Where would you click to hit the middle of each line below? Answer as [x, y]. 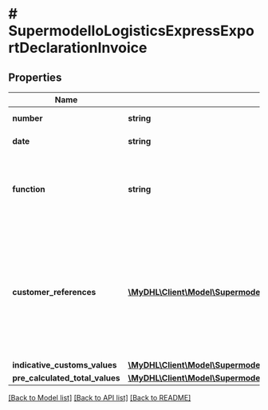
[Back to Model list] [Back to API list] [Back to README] [100, 398]
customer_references [54, 292]
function [29, 189]
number [28, 118]
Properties [35, 77]
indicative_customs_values [65, 365]
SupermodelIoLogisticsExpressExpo [132, 31]
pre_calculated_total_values [67, 378]
